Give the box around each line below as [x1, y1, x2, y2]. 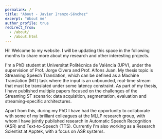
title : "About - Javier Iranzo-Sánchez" [5, 12, 89, 17]
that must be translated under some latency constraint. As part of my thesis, [5, 83, 158, 88]
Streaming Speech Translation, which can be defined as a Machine [5, 72, 140, 78]
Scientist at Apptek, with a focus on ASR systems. [5, 128, 105, 134]
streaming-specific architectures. [5, 98, 72, 104]
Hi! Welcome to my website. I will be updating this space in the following [5, 47, 150, 53]
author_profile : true [5, 20, 49, 26]
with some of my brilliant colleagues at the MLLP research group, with [5, 113, 145, 119]
